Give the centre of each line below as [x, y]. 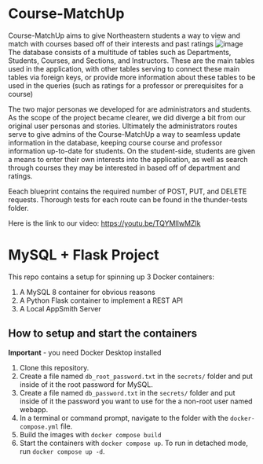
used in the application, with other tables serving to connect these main [124, 68]
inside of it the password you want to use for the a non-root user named [136, 401]
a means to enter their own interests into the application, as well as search [128, 159]
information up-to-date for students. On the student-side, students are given [132, 151]
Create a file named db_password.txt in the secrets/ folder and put [127, 392]
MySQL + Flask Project [84, 255]
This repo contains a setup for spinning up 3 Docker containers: [111, 277]
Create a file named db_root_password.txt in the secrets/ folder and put [136, 376]
